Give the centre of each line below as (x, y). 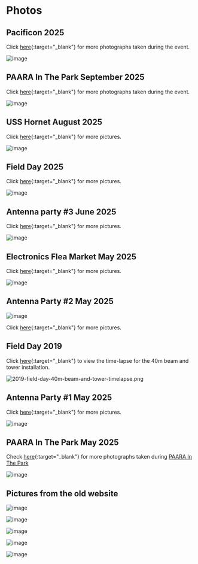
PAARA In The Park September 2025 (75, 78)
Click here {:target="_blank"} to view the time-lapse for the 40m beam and (98, 360)
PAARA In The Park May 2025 (63, 442)
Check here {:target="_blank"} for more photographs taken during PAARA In (99, 457)
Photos (24, 10)
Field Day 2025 (35, 167)
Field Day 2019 (34, 346)
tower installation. (28, 367)
